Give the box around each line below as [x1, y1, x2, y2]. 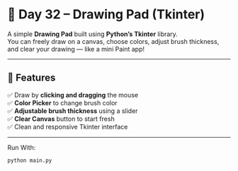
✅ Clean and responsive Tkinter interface [7, 122, 128, 131]
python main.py [7, 157, 52, 164]
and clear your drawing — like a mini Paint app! [7, 45, 145, 53]
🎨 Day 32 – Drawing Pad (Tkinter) [7, 6, 205, 23]
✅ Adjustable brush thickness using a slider [7, 106, 138, 115]
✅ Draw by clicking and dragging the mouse [7, 90, 139, 99]
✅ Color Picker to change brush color [7, 98, 118, 107]
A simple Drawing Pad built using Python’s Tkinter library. [7, 30, 178, 38]
